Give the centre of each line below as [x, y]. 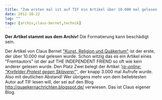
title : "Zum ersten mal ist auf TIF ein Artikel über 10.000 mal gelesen [81, 9]
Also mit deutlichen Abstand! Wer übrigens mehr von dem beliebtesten [76, 77]
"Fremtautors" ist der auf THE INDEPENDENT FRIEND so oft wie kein [73, 61]
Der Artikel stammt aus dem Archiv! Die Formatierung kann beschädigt [77, 37]
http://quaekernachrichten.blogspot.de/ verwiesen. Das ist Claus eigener [78, 87]
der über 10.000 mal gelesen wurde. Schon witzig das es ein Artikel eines [78, 57]
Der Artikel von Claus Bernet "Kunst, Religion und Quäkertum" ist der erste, [80, 51]
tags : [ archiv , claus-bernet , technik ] [43, 23]
